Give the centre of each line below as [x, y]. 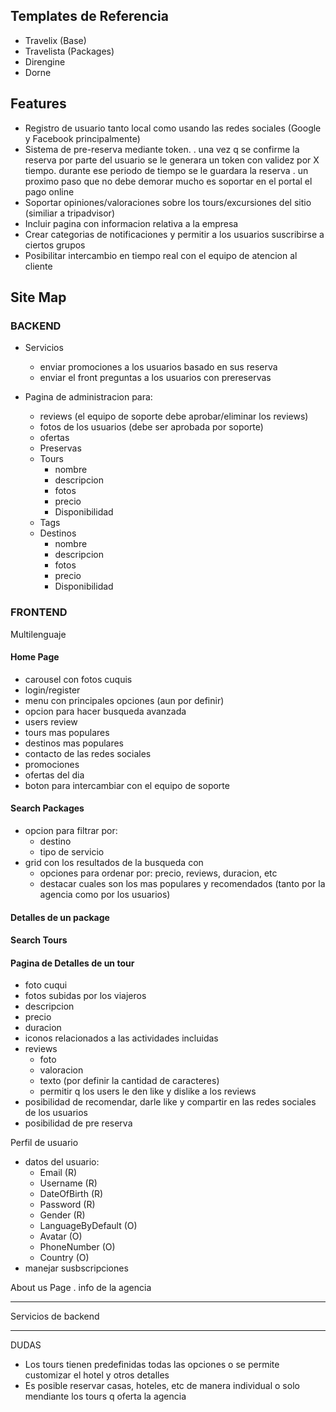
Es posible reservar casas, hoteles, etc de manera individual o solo [162, 1386]
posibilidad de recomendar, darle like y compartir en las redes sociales [170, 1102]
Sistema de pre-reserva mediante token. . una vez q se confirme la [162, 149]
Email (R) [58, 1173]
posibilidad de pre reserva [78, 1123]
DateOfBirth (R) [71, 1194]
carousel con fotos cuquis [78, 679]
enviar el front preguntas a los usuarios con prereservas [155, 378]
